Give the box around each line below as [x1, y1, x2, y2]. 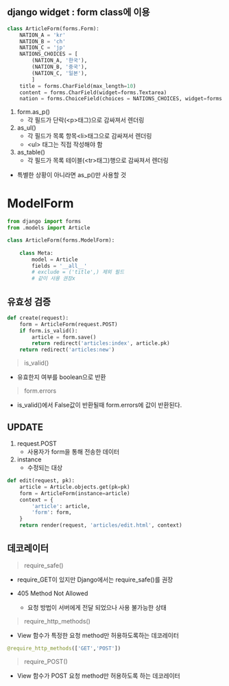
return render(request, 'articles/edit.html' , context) [19, 522, 183, 529]
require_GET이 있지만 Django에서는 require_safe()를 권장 [16, 575, 173, 584]
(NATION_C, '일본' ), [32, 69, 88, 77]
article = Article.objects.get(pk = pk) [19, 483, 130, 490]
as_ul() [16, 124, 36, 132]
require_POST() [23, 657, 69, 665]
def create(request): [7, 315, 69, 321]
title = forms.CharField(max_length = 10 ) [19, 82, 136, 89]
